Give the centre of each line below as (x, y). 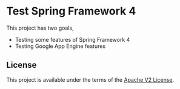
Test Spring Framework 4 (71, 11)
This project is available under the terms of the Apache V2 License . (90, 79)
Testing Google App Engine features (60, 46)
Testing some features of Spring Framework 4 (72, 39)
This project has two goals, (40, 28)
